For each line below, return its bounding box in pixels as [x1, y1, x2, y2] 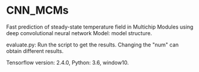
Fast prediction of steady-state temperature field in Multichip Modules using [6, 23, 194, 30]
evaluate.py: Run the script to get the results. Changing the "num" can [6, 41, 179, 48]
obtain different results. [6, 47, 64, 54]
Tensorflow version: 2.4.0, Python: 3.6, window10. [6, 59, 129, 66]
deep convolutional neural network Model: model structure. [6, 29, 152, 36]
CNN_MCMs [6, 4, 69, 17]
